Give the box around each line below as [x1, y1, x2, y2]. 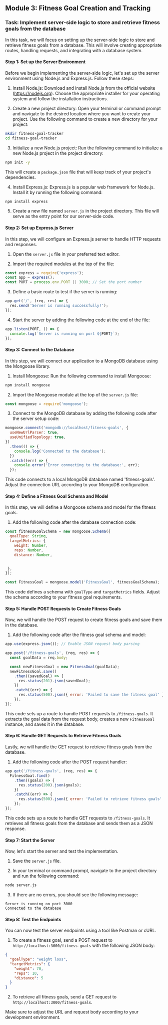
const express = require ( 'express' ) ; [5, 270, 84, 275]
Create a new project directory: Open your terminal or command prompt [12, 105, 161, 111]
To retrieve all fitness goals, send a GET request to [12, 994, 116, 1000]
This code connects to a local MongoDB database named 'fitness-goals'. [5, 476, 155, 483]
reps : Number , [14, 547, 43, 553]
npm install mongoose [5, 382, 50, 387]
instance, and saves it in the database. [5, 721, 84, 727]
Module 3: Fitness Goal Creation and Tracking [5, 4, 151, 13]
